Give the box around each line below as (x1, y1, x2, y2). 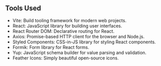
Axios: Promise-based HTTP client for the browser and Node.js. (12, 33, 145, 39)
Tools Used (5, 4, 41, 13)
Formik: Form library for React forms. (12, 44, 90, 50)
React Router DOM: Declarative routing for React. (12, 28, 115, 34)
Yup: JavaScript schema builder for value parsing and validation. (12, 49, 147, 55)
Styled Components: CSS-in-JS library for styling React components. (12, 39, 156, 45)
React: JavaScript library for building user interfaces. (12, 23, 122, 29)
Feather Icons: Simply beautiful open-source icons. (12, 55, 119, 61)
